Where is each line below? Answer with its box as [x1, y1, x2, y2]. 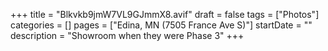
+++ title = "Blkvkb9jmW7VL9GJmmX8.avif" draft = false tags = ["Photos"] [10, 9, 320, 20]
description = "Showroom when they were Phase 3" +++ [10, 30, 245, 41]
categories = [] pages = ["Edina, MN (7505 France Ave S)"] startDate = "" [10, 19, 313, 31]
